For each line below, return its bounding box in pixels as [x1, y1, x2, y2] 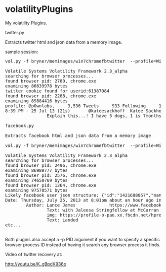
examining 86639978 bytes [5, 83, 68, 89]
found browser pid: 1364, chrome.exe [5, 182, 97, 188]
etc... [5, 222, 21, 228]
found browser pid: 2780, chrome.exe [5, 78, 97, 84]
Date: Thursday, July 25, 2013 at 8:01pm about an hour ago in [5, 197, 162, 203]
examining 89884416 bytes [5, 98, 68, 104]
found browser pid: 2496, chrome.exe [5, 162, 97, 168]
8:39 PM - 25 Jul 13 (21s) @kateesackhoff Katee [5, 108, 143, 114]
